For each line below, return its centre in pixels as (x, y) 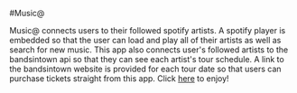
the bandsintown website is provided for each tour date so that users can (145, 69)
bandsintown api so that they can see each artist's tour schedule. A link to (147, 59)
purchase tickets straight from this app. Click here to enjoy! (119, 79)
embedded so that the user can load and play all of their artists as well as (145, 40)
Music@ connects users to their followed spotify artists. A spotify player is (148, 30)
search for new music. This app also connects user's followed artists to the (149, 50)
